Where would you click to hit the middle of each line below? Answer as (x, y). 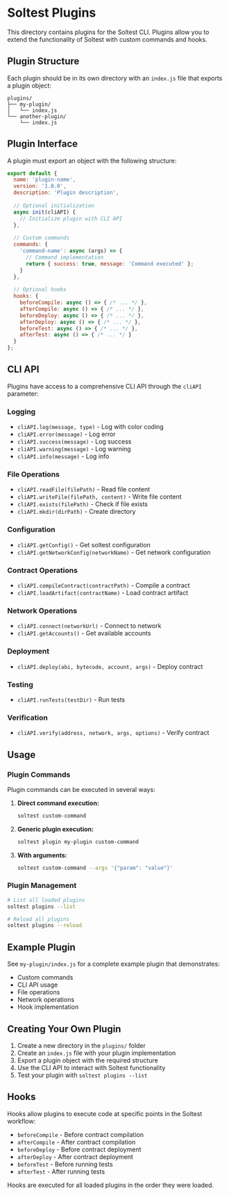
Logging (22, 412)
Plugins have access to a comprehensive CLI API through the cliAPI (105, 386)
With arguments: (42, 855)
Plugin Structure (43, 62)
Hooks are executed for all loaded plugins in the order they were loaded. (110, 1185)
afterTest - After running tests (61, 1171)
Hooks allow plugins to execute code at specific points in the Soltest (105, 1113)
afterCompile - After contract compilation (76, 1142)
